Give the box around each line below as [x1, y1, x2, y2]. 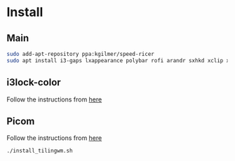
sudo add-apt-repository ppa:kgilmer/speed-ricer [6, 50, 155, 57]
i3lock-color [6, 76, 61, 88]
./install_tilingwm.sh [6, 148, 73, 155]
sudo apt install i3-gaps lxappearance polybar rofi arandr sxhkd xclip [6, 57, 224, 64]
